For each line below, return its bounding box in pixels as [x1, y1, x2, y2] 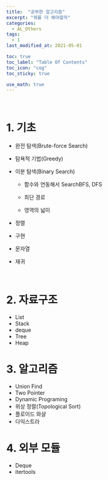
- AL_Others [11, 25, 42, 32]
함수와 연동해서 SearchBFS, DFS [24, 181, 103, 188]
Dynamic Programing [14, 396, 68, 403]
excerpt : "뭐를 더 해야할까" [6, 15, 71, 21]
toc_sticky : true [6, 70, 50, 76]
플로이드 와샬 [14, 410, 46, 418]
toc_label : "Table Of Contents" [6, 59, 87, 65]
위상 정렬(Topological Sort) [14, 403, 81, 410]
